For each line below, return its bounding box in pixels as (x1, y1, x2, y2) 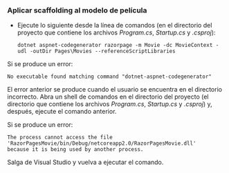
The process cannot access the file (7, 134, 113, 141)
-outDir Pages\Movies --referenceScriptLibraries (30, 48, 176, 55)
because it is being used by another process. (7, 146, 144, 153)
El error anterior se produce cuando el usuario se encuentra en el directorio (7, 85, 223, 94)
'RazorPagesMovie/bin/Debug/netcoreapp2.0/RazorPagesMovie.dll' (7, 140, 196, 147)
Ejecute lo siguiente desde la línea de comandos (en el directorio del (17, 21, 212, 30)
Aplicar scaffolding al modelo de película (7, 6, 147, 15)
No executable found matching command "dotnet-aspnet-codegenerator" (7, 73, 212, 81)
